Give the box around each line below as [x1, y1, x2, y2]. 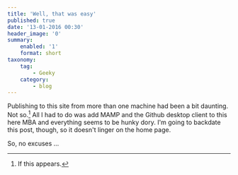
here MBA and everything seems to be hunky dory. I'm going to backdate [7, 118, 221, 126]
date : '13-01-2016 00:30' [7, 23, 84, 30]
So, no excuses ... [7, 139, 59, 147]
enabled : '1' [20, 43, 59, 50]
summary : [7, 37, 33, 44]
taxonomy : [7, 56, 37, 64]
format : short [20, 50, 62, 57]
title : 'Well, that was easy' [7, 10, 97, 18]
